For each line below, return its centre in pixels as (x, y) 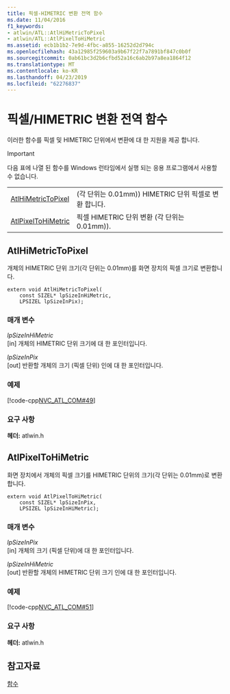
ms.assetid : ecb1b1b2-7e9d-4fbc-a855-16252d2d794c (81, 45)
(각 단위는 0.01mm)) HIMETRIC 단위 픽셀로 (143, 194)
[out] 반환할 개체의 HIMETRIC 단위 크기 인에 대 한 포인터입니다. (92, 572)
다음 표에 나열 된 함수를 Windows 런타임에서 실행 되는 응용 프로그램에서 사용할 (112, 168)
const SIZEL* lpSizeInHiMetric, (65, 296)
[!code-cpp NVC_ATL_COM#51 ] (51, 607)
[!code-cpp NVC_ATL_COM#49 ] (51, 400)
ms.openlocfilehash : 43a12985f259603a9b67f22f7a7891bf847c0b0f (99, 52)
